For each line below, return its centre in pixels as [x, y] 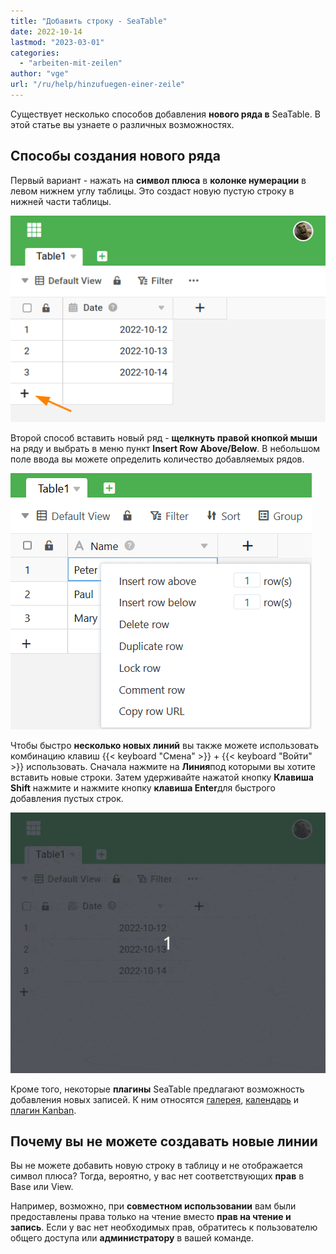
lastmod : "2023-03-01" [57, 42]
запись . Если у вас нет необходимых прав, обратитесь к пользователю [164, 1227]
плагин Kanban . [43, 1110]
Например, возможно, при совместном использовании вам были [153, 1206]
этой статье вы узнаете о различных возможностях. [122, 124]
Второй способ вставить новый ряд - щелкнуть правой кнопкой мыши [164, 438]
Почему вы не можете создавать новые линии [164, 1141]
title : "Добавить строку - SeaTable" [89, 21]
